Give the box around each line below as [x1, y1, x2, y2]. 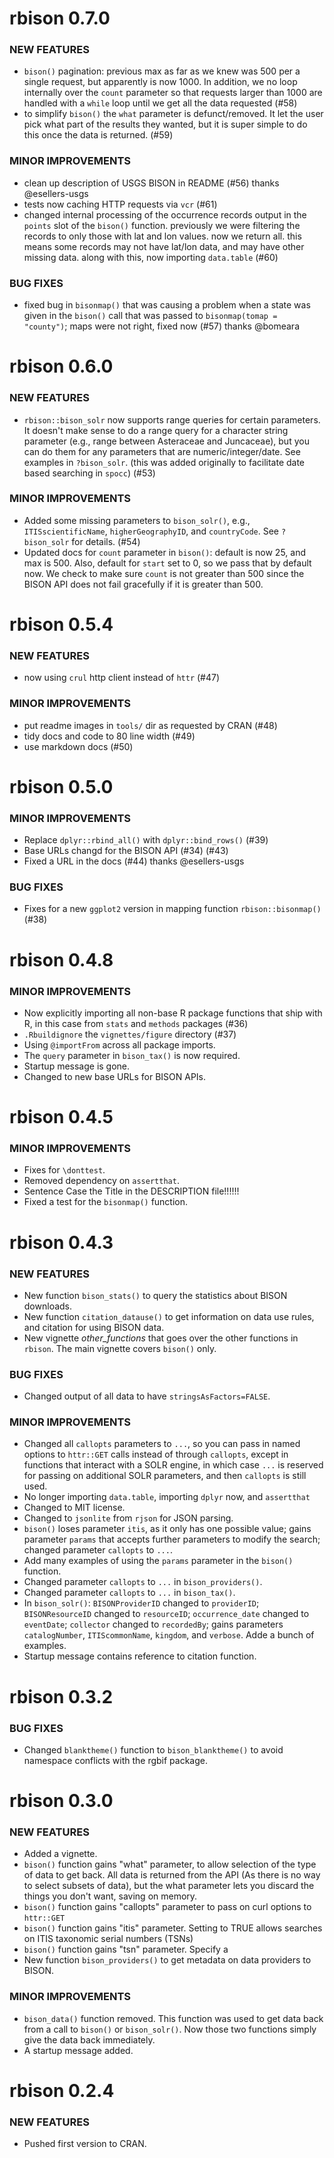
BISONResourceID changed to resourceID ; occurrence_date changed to [23, 1608, 310, 1620]
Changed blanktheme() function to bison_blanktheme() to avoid [23, 1743, 284, 1756]
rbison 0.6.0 [9, 355, 114, 378]
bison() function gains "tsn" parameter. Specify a [23, 1943, 229, 1956]
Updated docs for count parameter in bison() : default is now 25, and [23, 546, 307, 558]
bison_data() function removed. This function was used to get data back [23, 2012, 324, 2024]
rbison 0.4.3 [9, 1231, 114, 1254]
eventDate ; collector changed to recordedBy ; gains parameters [23, 1618, 284, 1631]
